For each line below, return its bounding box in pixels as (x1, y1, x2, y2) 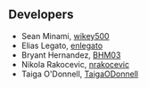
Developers (8, 7, 74, 22)
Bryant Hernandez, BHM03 (21, 49, 121, 60)
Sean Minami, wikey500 (21, 30, 110, 41)
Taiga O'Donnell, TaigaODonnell (21, 68, 139, 79)
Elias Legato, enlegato (21, 40, 103, 51)
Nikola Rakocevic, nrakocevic (21, 59, 130, 69)
